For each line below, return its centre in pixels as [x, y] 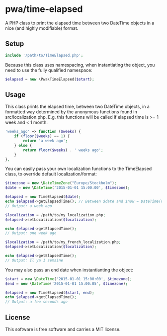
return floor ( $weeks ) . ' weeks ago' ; [63, 150]
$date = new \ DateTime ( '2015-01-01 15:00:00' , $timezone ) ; [68, 188]
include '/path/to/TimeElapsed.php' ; [44, 55]
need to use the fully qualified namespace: [49, 70]
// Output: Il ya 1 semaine [34, 260]
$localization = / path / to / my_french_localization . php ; [63, 242]
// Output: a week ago [29, 206]
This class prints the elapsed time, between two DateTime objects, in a [78, 107]
